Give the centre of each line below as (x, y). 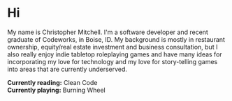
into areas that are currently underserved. (67, 69)
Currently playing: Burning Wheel (57, 90)
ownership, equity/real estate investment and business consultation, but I (113, 47)
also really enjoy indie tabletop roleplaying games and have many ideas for (115, 54)
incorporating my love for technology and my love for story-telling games (113, 61)
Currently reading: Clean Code (52, 82)
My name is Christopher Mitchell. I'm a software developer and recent (108, 32)
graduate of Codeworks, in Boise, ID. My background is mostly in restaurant (116, 39)
